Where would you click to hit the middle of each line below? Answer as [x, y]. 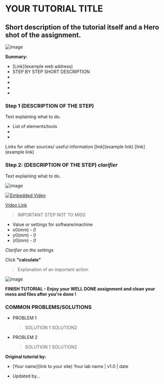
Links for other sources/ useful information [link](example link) [69, 147]
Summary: [16, 56]
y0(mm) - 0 [24, 235]
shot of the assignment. [43, 35]
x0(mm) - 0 [24, 229]
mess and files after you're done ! [41, 294]
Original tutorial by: [26, 356]
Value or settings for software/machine [52, 224]
